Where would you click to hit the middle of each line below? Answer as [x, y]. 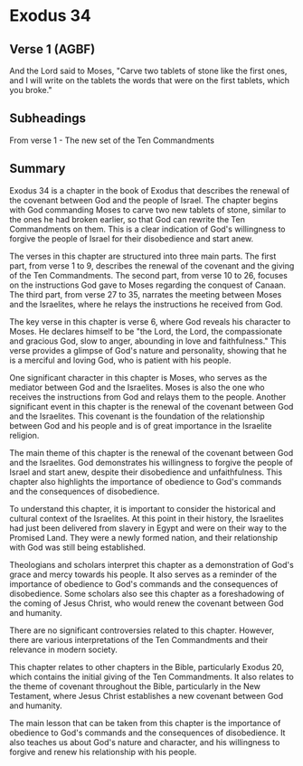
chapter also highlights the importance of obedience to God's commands [146, 481]
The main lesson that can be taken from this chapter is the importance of [145, 723]
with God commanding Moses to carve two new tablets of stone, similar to [148, 210]
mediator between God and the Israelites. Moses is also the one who [137, 387]
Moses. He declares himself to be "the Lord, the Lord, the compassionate [146, 331]
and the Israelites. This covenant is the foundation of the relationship [137, 416]
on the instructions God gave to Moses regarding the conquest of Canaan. [148, 285]
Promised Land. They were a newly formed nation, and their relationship [144, 537]
